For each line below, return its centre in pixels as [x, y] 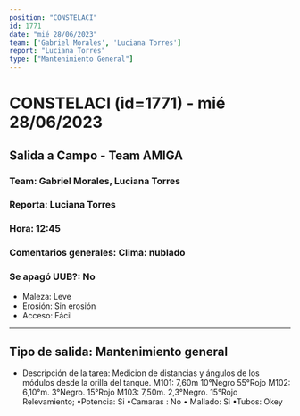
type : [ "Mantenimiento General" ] [71, 59]
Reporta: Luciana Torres [62, 205]
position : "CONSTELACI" [54, 17]
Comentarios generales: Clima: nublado [97, 253]
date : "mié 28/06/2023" [54, 34]
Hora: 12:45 [35, 229]
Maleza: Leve [46, 296]
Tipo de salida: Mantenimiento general [119, 351]
